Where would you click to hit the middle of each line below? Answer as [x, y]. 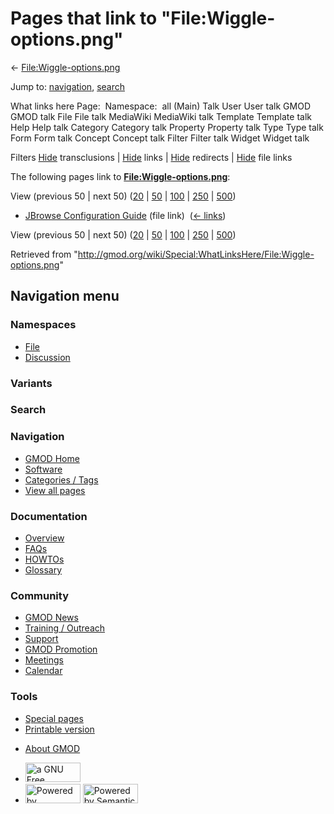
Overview [44, 538]
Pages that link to [84, 18]
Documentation [49, 516]
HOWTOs [44, 559]
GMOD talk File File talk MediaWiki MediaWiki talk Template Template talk [161, 116]
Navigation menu [65, 296]
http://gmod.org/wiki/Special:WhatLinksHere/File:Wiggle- [196, 254]
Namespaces [43, 325]
